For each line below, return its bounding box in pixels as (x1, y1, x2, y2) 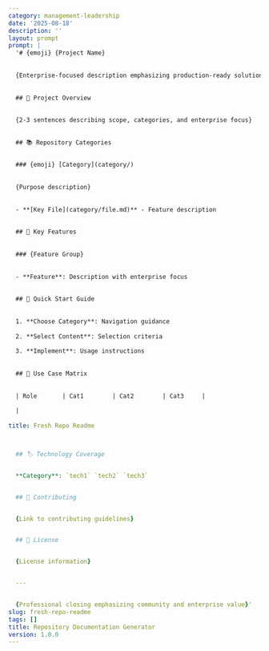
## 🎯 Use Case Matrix (15, 370, 88, 378)
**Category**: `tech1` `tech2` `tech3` (15, 471, 149, 479)
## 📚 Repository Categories (15, 138, 112, 147)
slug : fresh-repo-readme (8, 608, 91, 616)
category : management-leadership (8, 11, 120, 20)
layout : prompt (8, 34, 59, 42)
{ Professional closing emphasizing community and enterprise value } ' (15, 600, 252, 609)
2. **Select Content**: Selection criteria (15, 332, 163, 341)
